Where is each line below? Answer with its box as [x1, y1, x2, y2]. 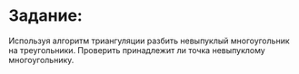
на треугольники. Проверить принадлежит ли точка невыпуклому [8, 44, 265, 55]
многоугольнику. [8, 54, 75, 65]
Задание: [8, 5, 83, 26]
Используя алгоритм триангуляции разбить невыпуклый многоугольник [8, 35, 290, 46]
